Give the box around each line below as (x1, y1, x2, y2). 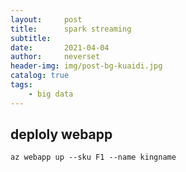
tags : (10, 80, 33, 90)
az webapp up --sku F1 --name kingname (10, 152, 177, 163)
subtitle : (10, 33, 52, 43)
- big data (28, 89, 74, 99)
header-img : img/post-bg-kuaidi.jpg (10, 61, 163, 71)
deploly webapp (10, 126, 113, 143)
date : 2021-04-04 (10, 42, 110, 53)
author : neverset (10, 52, 101, 62)
